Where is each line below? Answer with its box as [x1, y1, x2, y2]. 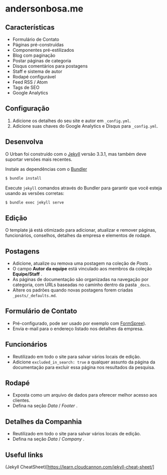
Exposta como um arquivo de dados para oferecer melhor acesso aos [12, 392, 157, 398]
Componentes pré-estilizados [12, 47, 74, 53]
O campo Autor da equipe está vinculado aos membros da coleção [12, 266, 152, 271]
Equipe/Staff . [12, 271, 43, 277]
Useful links [5, 450, 44, 459]
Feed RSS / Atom [12, 79, 48, 85]
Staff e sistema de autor [12, 68, 62, 74]
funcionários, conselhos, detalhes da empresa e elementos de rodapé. [5, 232, 151, 239]
